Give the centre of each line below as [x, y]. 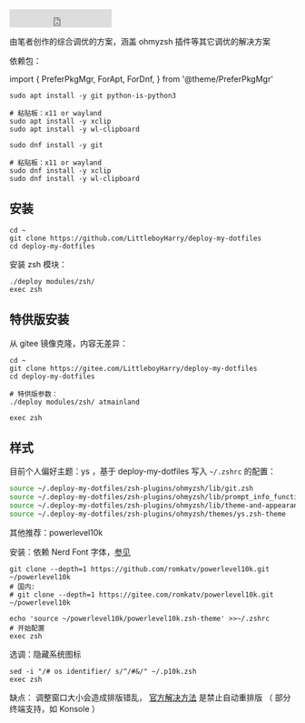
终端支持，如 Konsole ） [54, 708]
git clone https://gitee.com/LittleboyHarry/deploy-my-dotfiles [133, 368]
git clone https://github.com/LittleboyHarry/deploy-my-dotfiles [135, 238]
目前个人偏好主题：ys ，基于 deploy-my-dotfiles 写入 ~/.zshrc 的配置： [143, 471]
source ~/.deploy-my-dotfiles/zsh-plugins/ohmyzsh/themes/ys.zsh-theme [148, 514]
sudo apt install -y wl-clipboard [75, 129]
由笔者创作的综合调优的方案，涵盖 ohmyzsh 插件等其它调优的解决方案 [140, 41]
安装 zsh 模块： [39, 264]
